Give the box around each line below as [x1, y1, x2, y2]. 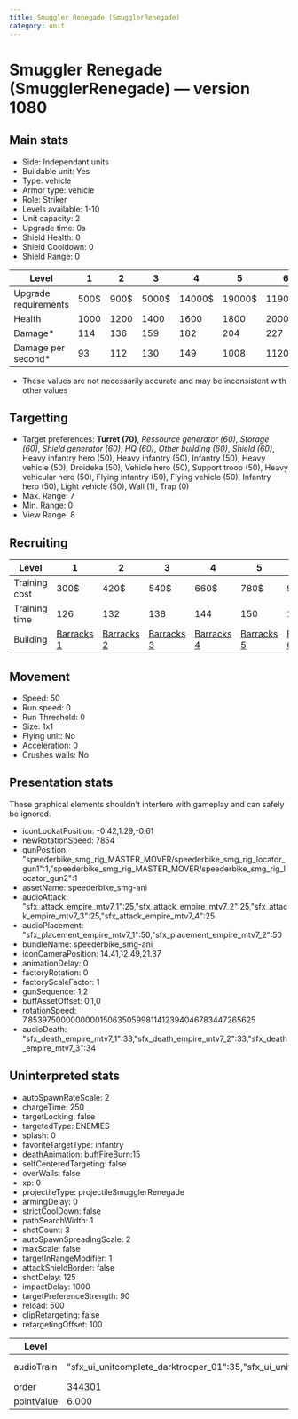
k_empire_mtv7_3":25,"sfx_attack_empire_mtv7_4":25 [21, 910, 216, 921]
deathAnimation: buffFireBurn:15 [21, 1149, 141, 1159]
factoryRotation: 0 [21, 966, 89, 978]
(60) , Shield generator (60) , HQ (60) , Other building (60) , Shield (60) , [21, 444, 275, 454]
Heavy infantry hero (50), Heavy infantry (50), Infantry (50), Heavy [21, 453, 266, 463]
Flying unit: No [21, 730, 76, 741]
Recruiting [9, 535, 68, 550]
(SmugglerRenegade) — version [9, 78, 251, 99]
